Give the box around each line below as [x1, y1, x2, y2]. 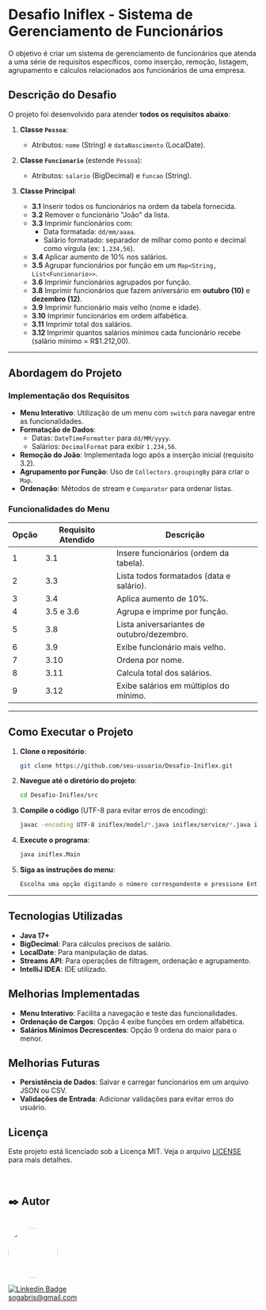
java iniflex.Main [19, 851, 81, 859]
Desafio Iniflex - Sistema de [8, 6, 193, 24]
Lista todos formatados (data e [116, 570, 231, 581]
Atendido [59, 534, 95, 545]
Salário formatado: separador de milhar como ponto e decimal [43, 235, 247, 245]
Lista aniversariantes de [116, 619, 206, 630]
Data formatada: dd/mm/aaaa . [43, 227, 136, 236]
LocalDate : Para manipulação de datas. [19, 947, 149, 957]
